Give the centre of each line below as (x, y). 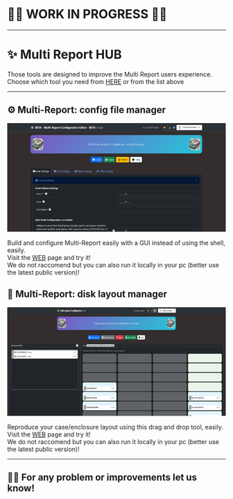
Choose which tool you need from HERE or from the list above (96, 81)
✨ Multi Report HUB (64, 55)
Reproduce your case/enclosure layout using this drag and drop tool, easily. (115, 427)
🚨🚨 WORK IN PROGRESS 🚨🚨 (87, 14)
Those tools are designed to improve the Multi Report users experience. (110, 74)
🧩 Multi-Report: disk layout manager (87, 294)
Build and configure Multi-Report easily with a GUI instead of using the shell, (116, 243)
